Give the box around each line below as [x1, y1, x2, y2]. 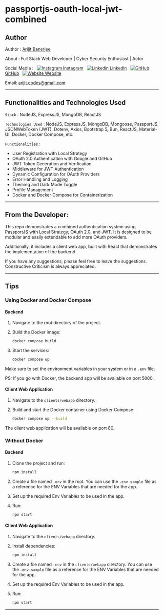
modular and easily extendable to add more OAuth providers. [5, 234, 128, 240]
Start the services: [12, 348, 50, 353]
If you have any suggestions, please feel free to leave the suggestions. [5, 258, 147, 264]
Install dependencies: [12, 543, 56, 549]
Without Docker [5, 437, 43, 444]
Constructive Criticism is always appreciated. [5, 263, 96, 269]
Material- [139, 126, 158, 132]
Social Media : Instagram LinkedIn [5, 65, 127, 71]
